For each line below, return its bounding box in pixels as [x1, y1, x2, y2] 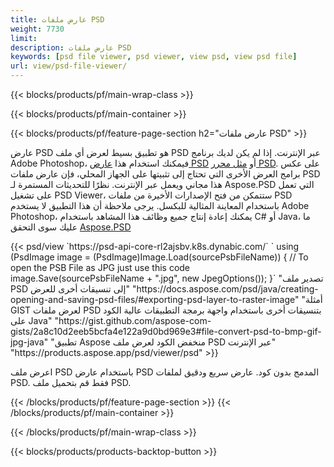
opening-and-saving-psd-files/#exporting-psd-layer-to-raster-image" [10, 294, 300, 305]
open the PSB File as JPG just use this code [10, 262, 191, 273]
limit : [10, 33, 38, 43]
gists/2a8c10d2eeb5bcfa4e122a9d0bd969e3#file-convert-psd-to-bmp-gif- [10, 326, 322, 337]
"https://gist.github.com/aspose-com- [54, 315, 212, 326]
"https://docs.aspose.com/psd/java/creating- [131, 283, 319, 295]
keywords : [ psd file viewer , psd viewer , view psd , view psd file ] [10, 52, 298, 62]
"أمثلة [301, 294, 323, 305]
